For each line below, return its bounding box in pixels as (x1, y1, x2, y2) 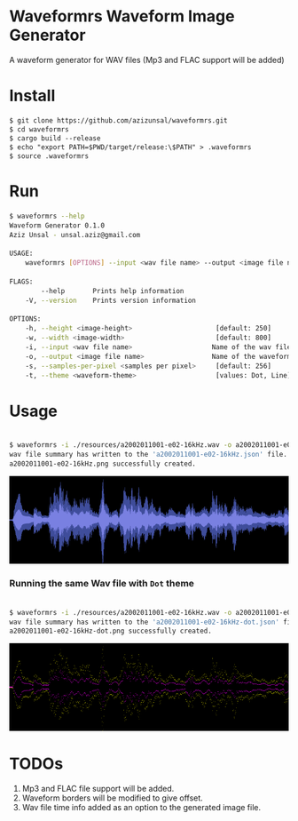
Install (9, 86, 56, 106)
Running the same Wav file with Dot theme (9, 578, 195, 590)
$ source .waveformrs (9, 151, 90, 161)
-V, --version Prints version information (25, 296, 197, 305)
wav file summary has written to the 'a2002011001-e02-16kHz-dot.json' (9, 618, 279, 626)
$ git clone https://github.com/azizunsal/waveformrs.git (9, 116, 228, 125)
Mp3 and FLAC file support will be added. (21, 783, 175, 793)
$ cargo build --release (9, 133, 101, 143)
